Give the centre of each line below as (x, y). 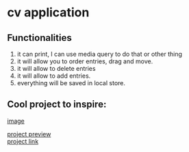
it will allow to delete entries (56, 69)
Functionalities (39, 38)
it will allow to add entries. (54, 76)
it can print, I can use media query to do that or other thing (100, 54)
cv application (48, 13)
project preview (29, 134)
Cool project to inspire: (57, 105)
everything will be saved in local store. (71, 83)
